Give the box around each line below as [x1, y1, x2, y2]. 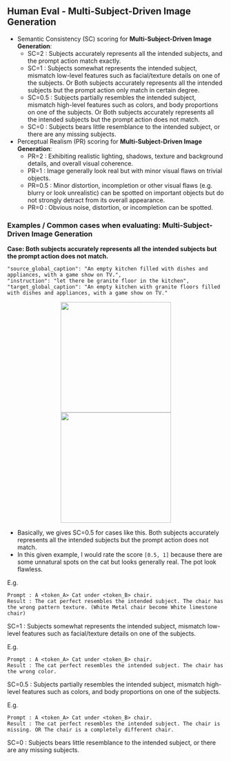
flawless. [17, 565, 43, 573]
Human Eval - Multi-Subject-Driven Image [7, 6, 191, 17]
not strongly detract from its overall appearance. [27, 196, 165, 204]
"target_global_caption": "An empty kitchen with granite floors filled [7, 284, 221, 290]
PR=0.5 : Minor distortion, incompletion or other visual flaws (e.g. [27, 181, 212, 189]
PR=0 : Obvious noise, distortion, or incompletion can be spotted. [27, 203, 214, 211]
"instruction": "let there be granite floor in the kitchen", [7, 277, 190, 285]
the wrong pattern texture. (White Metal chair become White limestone [7, 604, 217, 611]
